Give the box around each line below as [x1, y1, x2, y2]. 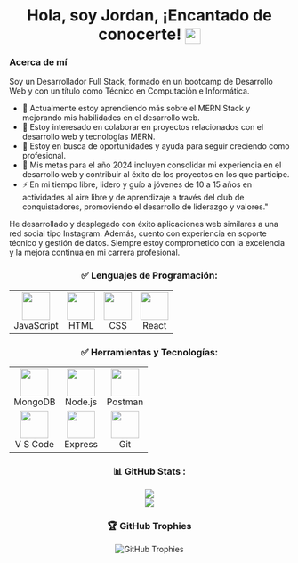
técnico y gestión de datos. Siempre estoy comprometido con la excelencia [9, 238, 286, 249]
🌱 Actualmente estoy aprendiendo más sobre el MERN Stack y [21, 103, 251, 114]
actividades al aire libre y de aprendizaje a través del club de [21, 192, 245, 203]
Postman [106, 396, 144, 408]
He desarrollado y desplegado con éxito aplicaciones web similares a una [9, 219, 278, 230]
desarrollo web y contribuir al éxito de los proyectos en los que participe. [21, 169, 290, 180]
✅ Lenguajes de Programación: [81, 269, 218, 281]
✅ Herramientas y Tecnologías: [80, 346, 219, 358]
